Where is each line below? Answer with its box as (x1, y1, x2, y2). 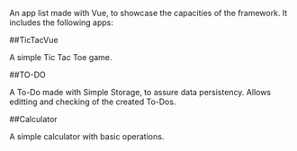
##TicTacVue (9, 35, 58, 45)
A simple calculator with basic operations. (9, 131, 165, 142)
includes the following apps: (9, 17, 114, 28)
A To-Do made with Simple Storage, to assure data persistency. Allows (9, 87, 272, 97)
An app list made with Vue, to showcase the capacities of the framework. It (9, 8, 288, 18)
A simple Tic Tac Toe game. (9, 52, 112, 62)
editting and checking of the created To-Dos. (9, 96, 176, 107)
